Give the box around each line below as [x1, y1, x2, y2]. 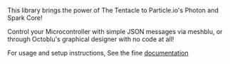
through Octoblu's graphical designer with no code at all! [7, 35, 174, 43]
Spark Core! [7, 14, 43, 22]
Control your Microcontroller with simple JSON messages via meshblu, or [7, 28, 223, 36]
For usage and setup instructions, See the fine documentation [7, 49, 189, 57]
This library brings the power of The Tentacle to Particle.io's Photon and [7, 6, 219, 14]
